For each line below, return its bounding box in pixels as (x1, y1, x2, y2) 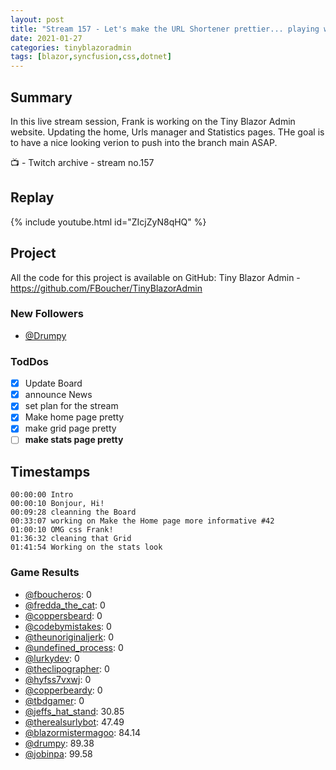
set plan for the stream (24, 400, 119, 412)
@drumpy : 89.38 (24, 737, 95, 749)
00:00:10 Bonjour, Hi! (10, 499, 105, 509)
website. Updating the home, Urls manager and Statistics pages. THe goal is (10, 126, 325, 138)
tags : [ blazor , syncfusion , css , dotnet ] (10, 52, 172, 62)
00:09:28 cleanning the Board (10, 507, 137, 518)
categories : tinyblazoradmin (10, 42, 132, 53)
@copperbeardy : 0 (24, 684, 103, 696)
